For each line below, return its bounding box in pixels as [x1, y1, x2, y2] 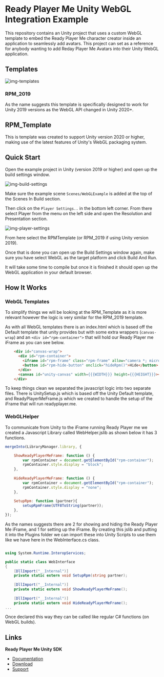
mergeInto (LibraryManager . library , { [5, 444, 82, 449]
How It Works [5, 283, 47, 292]
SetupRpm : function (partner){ [14, 499, 78, 503]
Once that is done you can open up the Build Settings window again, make [5, 249, 155, 255]
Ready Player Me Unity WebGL [5, 3, 132, 15]
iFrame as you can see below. [5, 340, 65, 346]
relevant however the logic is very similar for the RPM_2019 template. [5, 315, 144, 321]
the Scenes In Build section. [5, 196, 61, 201]
